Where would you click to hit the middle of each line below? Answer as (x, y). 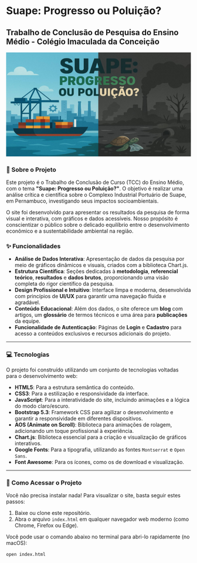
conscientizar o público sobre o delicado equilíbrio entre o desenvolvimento (98, 225)
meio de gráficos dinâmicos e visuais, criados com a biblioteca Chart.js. (101, 265)
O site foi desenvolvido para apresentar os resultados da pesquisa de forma (98, 213)
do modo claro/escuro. (42, 406)
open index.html (26, 554)
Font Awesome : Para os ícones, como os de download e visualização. (99, 462)
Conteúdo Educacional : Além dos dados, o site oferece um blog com (98, 309)
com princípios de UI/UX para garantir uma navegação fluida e (90, 296)
